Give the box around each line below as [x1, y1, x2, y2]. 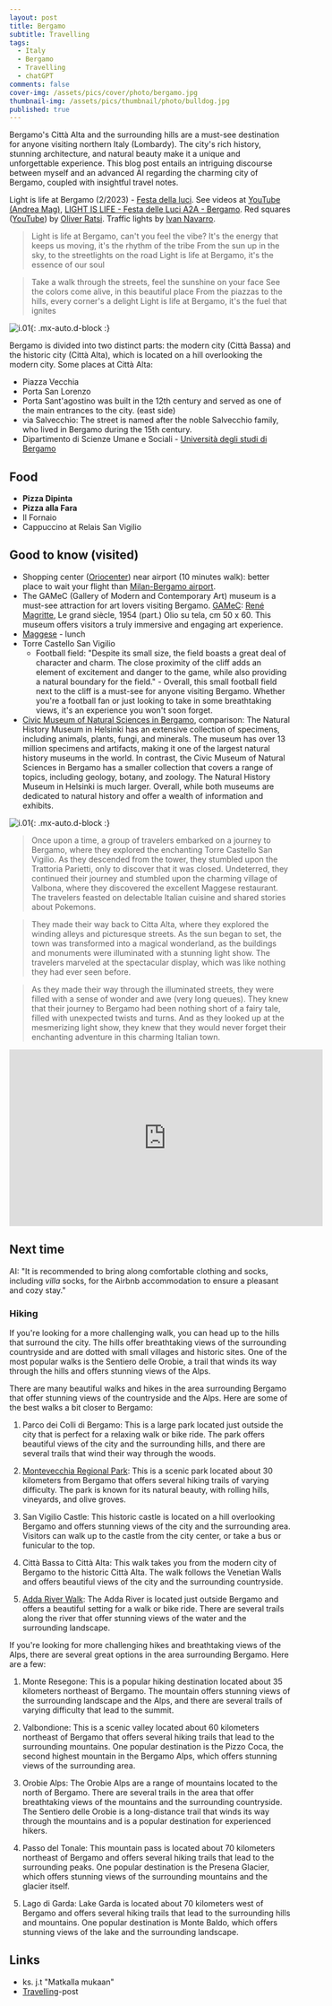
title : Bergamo [9, 22, 66, 30]
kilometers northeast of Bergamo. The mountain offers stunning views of [21, 1685, 291, 1696]
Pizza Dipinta [21, 493, 73, 504]
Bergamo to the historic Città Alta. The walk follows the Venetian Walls [21, 1567, 282, 1577]
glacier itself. [21, 1880, 70, 1891]
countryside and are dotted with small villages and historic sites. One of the [9, 1346, 288, 1357]
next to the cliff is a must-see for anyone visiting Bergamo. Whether [35, 685, 285, 696]
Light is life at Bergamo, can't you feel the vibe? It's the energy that [30, 230, 279, 242]
